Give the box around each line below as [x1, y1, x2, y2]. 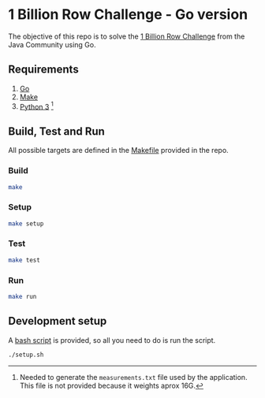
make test [8, 256, 41, 264]
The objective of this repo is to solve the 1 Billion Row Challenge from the [8, 32, 245, 41]
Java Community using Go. [8, 39, 96, 49]
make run [8, 293, 37, 301]
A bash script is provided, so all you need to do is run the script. [8, 335, 216, 344]
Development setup [8, 314, 107, 328]
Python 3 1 [19, 100, 54, 111]
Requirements [8, 63, 79, 76]
